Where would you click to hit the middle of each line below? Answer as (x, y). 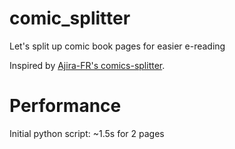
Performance (65, 106)
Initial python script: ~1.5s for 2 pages (87, 133)
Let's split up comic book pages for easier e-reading (117, 46)
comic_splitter (70, 18)
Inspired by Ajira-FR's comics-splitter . (87, 65)
